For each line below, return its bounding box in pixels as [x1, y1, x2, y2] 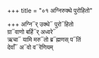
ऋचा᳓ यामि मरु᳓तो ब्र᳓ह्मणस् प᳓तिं [7, 35, 82, 44]
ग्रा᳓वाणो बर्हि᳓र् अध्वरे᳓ [7, 28, 57, 35]
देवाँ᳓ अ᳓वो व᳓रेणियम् [7, 43, 53, 51]
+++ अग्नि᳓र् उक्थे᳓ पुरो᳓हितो [7, 20, 74, 28]
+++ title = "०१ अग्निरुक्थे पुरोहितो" [7, 7, 93, 14]
